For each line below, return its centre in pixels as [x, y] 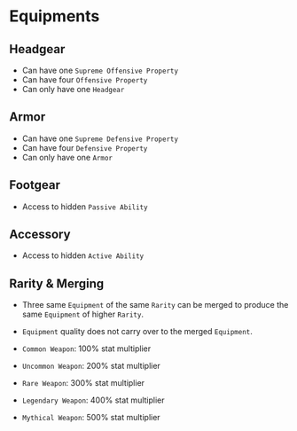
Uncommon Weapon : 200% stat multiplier [91, 366]
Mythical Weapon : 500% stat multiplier [91, 418]
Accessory [40, 235]
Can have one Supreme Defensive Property [100, 138]
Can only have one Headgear [73, 89]
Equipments [55, 16]
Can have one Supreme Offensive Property [100, 70]
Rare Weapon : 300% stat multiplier [83, 383]
